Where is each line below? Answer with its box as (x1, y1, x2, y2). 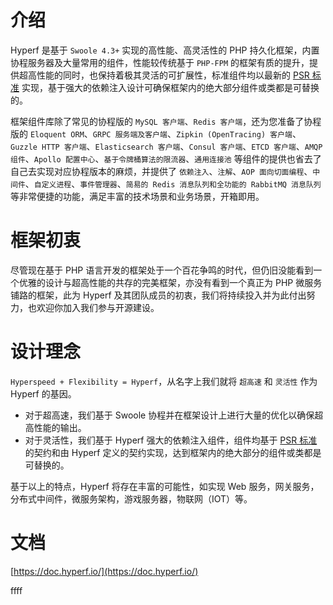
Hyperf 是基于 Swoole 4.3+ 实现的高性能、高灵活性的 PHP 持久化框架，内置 (10, 44, 320, 56)
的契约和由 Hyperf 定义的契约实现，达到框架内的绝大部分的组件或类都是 (24, 446, 322, 458)
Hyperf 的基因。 (10, 387, 77, 400)
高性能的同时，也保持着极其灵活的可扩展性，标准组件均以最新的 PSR (27, 69, 310, 81)
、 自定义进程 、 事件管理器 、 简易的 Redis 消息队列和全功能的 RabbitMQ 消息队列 (24, 177, 322, 190)
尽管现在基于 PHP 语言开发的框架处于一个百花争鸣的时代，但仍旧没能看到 (10, 264, 314, 276)
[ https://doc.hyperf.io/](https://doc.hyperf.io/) (10, 565, 199, 577)
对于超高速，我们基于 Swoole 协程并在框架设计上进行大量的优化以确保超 (24, 409, 324, 421)
